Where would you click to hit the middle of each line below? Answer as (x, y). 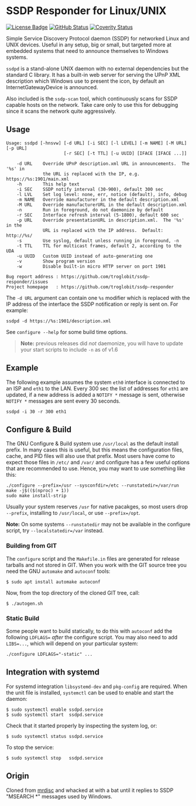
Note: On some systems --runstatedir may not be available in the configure (98, 524)
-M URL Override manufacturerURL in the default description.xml (102, 205)
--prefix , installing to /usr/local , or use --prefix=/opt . (73, 513)
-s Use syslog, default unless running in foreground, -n (98, 241)
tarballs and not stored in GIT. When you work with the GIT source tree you (97, 565)
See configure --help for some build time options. (67, 332)
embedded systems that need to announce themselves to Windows (87, 50)
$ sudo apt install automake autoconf (53, 582)
